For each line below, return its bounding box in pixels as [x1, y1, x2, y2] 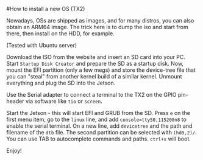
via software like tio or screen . [25, 97, 102, 105]
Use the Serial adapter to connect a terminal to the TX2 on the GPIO [6, 91, 177, 98]
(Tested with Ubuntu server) [6, 42, 77, 49]
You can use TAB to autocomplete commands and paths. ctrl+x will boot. [6, 135, 191, 142]
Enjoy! [6, 147, 23, 154]
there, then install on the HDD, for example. [6, 30, 115, 37]
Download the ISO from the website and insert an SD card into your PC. [6, 54, 186, 60]
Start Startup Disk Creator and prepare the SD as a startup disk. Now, [6, 60, 184, 67]
